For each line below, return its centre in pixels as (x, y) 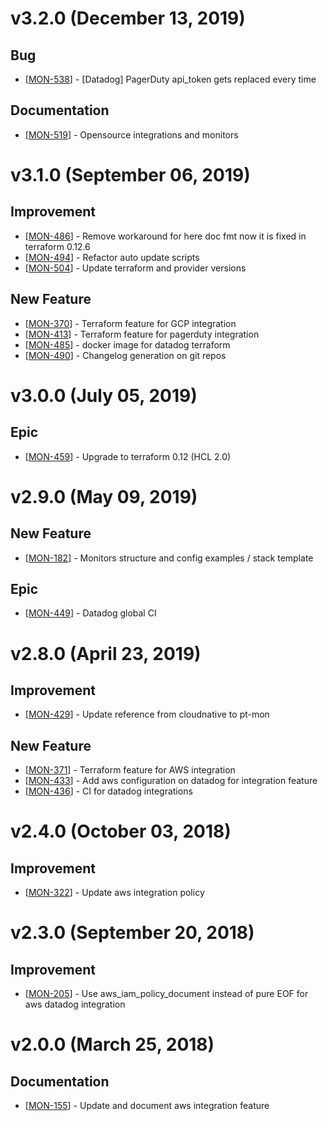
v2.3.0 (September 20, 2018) (132, 933)
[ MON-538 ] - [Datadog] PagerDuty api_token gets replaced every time (170, 79)
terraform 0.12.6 (57, 246)
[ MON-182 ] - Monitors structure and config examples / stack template (169, 558)
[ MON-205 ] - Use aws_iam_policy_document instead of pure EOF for (166, 994)
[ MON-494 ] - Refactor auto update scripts (112, 257)
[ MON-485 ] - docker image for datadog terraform (127, 344)
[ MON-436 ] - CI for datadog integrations (108, 791)
